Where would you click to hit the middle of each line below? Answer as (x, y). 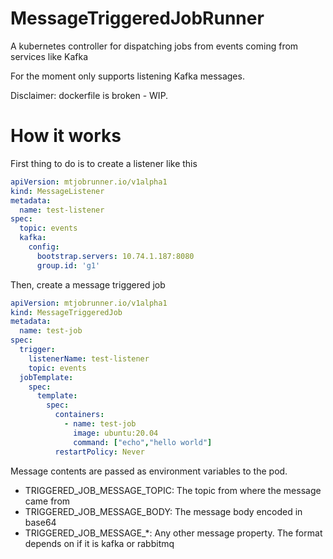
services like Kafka (49, 56)
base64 (40, 522)
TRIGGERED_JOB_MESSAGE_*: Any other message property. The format (173, 533)
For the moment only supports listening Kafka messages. (127, 76)
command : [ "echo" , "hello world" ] (143, 442)
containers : (79, 415)
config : (44, 247)
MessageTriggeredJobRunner (137, 18)
